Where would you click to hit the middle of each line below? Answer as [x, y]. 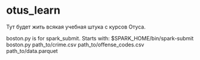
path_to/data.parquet [32, 50]
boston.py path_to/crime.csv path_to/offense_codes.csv [75, 45]
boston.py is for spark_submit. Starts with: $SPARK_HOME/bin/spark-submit [100, 38]
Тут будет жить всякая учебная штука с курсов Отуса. [76, 27]
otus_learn [33, 10]
